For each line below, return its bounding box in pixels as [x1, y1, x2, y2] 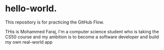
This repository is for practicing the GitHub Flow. [5, 19, 104, 25]
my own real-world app [5, 39, 53, 45]
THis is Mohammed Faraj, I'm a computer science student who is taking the [5, 28, 160, 34]
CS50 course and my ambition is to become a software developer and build [5, 34, 160, 40]
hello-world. [5, 3, 57, 14]
